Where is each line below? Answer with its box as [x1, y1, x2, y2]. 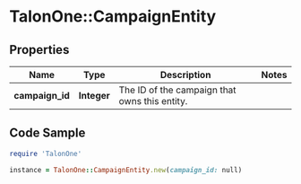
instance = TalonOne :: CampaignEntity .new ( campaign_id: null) [9, 165, 243, 174]
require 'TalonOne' [9, 149, 82, 158]
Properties [9, 42, 70, 57]
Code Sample [9, 126, 86, 141]
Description [159, 69, 211, 81]
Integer [78, 90, 110, 101]
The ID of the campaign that [118, 83, 236, 96]
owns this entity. [118, 95, 188, 107]
